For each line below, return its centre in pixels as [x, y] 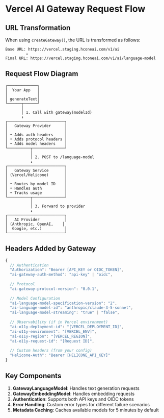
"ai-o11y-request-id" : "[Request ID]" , [52, 341]
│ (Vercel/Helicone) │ [36, 175]
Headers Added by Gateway [51, 249]
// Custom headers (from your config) [51, 351]
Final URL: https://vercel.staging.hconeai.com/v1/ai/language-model [81, 58]
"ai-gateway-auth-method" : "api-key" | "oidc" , [61, 275]
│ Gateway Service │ [36, 170]
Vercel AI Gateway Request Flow [75, 9]
